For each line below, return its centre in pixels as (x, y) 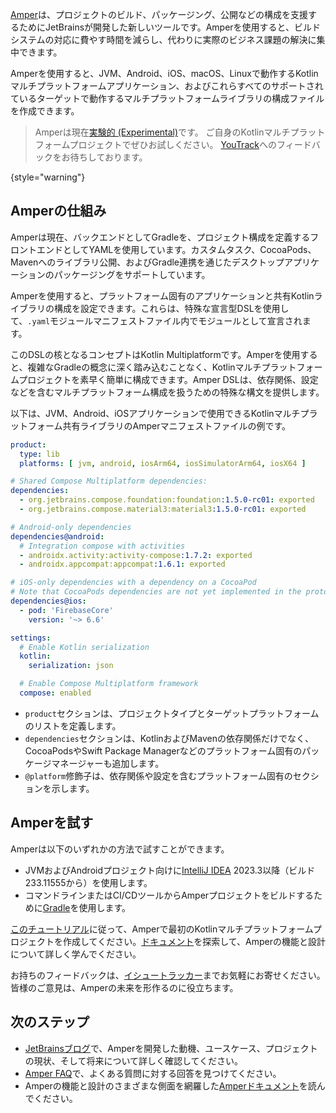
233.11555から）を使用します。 (88, 882)
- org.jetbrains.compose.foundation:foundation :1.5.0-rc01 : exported (167, 500)
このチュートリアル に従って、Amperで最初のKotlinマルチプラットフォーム (162, 929)
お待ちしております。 (104, 157)
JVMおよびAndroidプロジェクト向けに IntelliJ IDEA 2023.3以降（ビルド (170, 870)
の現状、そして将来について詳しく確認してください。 (134, 1060)
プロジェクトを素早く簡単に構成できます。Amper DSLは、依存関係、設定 (168, 379)
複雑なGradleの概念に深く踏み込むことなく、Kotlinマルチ (144, 367)
